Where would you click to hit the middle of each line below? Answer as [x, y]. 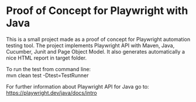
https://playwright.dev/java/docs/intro [52, 93]
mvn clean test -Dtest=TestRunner [47, 75]
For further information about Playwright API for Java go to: [78, 86]
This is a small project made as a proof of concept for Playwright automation [98, 39]
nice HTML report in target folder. [47, 58]
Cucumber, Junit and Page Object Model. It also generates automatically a [96, 51]
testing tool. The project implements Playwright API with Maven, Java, [90, 45]
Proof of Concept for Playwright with [97, 11]
